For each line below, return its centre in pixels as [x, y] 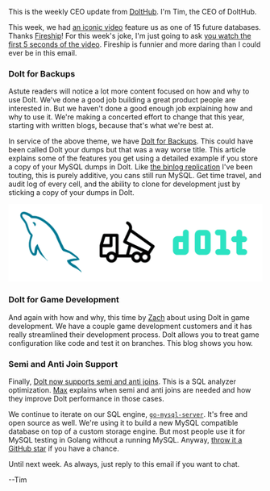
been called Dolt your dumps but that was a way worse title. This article [127, 150]
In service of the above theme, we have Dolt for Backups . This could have [131, 141]
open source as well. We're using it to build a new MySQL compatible [123, 423]
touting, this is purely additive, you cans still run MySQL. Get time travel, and [135, 176]
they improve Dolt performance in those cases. [86, 399]
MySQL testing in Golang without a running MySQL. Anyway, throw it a [125, 440]
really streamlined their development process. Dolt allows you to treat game [134, 335]
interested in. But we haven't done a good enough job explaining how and [131, 109]
